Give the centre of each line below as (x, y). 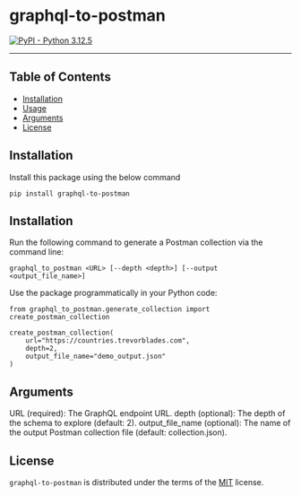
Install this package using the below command (95, 177)
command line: (37, 252)
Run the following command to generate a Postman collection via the (136, 242)
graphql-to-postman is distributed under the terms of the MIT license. (137, 482)
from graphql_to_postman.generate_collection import (110, 309)
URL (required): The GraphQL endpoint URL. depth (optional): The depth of (147, 413)
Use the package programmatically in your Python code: (113, 293)
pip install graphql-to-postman (69, 194)
